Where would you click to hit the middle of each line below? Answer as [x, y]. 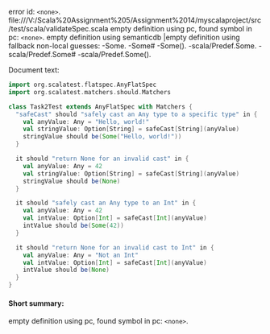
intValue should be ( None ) [66, 270]
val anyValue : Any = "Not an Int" [81, 255]
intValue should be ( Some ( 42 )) [74, 225]
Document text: [34, 70]
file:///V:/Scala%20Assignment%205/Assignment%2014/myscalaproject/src [135, 20]
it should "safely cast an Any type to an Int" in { [106, 203]
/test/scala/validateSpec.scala [58, 29]
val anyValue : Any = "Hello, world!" [86, 122]
